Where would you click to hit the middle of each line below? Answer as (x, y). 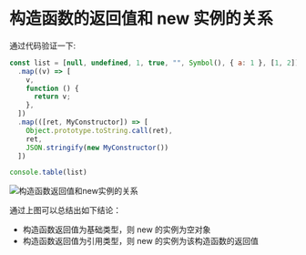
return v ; (52, 97)
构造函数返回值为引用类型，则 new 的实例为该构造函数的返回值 (141, 241)
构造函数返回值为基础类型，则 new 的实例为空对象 (117, 229)
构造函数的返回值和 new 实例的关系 (141, 19)
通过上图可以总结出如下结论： (65, 210)
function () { (52, 88)
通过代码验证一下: (43, 46)
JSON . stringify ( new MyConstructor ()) (97, 148)
